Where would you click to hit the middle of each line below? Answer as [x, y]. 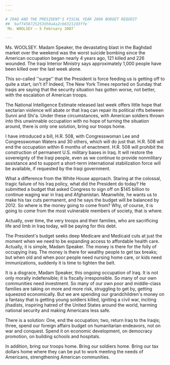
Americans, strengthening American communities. [58, 357]
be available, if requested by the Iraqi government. [58, 169]
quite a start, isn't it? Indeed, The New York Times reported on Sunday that [83, 84]
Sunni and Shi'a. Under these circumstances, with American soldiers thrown [85, 116]
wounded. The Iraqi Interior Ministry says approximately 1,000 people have [83, 63]
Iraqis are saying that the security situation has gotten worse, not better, [80, 90]
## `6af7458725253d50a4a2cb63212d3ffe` [47, 24]
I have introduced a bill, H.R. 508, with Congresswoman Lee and [72, 136]
